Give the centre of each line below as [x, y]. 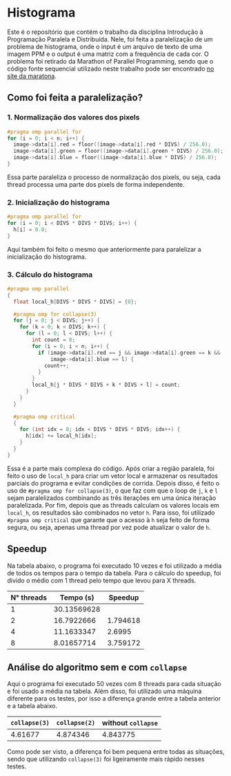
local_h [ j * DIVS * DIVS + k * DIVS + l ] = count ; [106, 385]
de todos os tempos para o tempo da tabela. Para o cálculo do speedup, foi [114, 573]
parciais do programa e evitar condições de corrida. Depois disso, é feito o [113, 483]
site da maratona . [32, 76]
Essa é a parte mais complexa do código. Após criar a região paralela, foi [111, 468]
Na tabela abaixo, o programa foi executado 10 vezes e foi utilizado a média [114, 566]
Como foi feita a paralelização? [75, 98]
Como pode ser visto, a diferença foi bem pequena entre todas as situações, [116, 752]
